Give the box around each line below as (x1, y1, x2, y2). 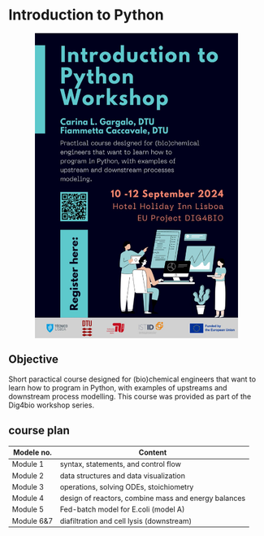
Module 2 (11, 470, 45, 481)
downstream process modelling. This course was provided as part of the (8, 391, 252, 401)
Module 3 (11, 482, 45, 491)
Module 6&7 (11, 516, 54, 525)
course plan (8, 424, 71, 438)
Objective (8, 352, 59, 367)
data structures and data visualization (59, 470, 185, 481)
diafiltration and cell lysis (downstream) (59, 516, 193, 525)
